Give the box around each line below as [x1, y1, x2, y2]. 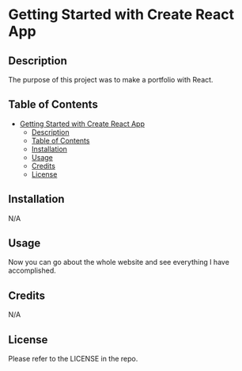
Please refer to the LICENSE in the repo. [8, 354, 138, 364]
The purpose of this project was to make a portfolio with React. [8, 75, 214, 84]
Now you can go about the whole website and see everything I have [8, 258, 229, 267]
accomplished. [8, 266, 57, 275]
